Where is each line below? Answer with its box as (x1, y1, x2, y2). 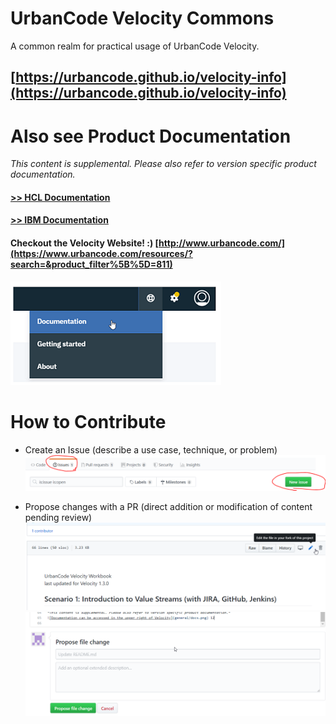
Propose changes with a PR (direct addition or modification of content (24, 500, 313, 512)
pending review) (24, 511, 93, 523)
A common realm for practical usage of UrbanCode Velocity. (10, 40, 260, 52)
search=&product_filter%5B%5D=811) (10, 258, 173, 271)
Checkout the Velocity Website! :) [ (10, 237, 160, 249)
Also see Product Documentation (10, 125, 292, 147)
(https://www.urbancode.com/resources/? (10, 248, 193, 260)
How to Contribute (10, 410, 167, 433)
